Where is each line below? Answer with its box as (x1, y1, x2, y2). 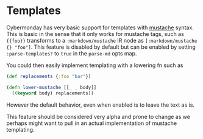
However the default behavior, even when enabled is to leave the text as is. (6, 101, 195, 109)
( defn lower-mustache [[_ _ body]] (6, 84, 97, 90)
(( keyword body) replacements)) (12, 90, 94, 96)
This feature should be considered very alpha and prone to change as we (6, 113, 191, 120)
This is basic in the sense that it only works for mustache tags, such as (6, 30, 184, 37)
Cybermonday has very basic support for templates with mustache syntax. (6, 24, 194, 31)
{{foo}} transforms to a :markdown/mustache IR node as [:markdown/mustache (6, 37, 198, 44)
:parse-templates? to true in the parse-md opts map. (6, 49, 137, 57)
